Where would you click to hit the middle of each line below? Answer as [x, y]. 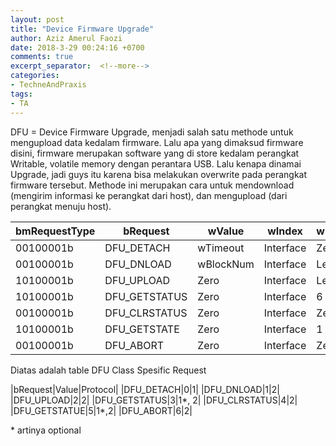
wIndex [285, 231]
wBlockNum [226, 264]
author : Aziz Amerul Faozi [66, 38]
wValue [226, 231]
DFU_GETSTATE [142, 329]
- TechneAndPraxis [48, 85]
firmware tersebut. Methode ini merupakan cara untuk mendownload [152, 185]
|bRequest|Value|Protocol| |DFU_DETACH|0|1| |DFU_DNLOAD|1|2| [145, 389]
